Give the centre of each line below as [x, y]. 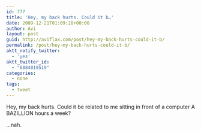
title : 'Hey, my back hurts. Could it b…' [60, 17]
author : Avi [21, 28]
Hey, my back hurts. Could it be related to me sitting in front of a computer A [100, 107]
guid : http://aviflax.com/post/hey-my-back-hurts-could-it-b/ [85, 40]
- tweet [21, 90]
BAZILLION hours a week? [38, 113]
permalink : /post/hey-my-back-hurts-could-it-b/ [68, 46]
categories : [21, 73]
